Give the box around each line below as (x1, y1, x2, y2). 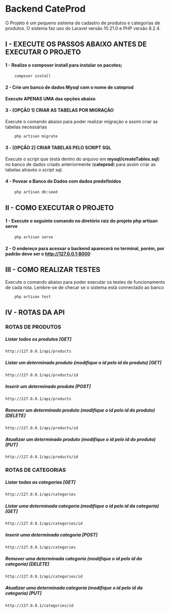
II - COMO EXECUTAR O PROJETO (5, 203, 114, 212)
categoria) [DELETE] (5, 561, 50, 567)
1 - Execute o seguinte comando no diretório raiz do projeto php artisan (5, 218, 158, 224)
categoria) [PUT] (5, 590, 42, 596)
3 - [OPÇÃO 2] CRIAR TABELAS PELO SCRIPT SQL (5, 145, 112, 151)
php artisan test (14, 294, 51, 299)
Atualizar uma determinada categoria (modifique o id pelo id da (5, 585, 143, 591)
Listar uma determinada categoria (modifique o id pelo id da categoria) (5, 503, 159, 509)
